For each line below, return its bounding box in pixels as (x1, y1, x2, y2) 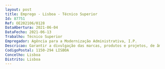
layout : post (5, 7, 32, 12)
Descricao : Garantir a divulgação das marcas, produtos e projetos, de (5, 43, 155, 48)
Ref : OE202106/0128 (5, 20, 45, 26)
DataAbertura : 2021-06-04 (5, 25, 58, 30)
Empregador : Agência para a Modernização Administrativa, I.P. (5, 39, 137, 44)
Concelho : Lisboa (5, 52, 41, 57)
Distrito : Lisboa (5, 57, 41, 62)
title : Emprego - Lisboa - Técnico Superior (5, 12, 98, 17)
